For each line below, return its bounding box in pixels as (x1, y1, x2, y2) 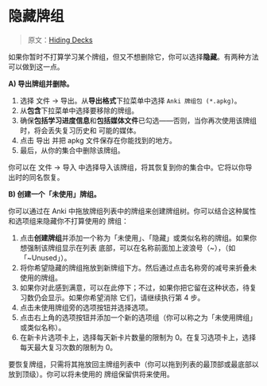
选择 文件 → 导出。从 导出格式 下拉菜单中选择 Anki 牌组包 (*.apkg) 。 (19, 96, 242, 105)
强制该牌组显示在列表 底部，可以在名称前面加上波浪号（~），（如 (26, 243, 236, 252)
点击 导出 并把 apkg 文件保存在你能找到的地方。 (19, 135, 176, 145)
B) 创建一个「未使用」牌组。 (8, 189, 101, 199)
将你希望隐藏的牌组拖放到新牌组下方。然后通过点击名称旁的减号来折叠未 (19, 263, 257, 272)
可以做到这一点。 (8, 61, 64, 72)
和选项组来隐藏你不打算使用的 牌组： (8, 216, 129, 225)
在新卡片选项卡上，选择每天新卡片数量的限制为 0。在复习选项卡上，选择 (19, 332, 257, 342)
